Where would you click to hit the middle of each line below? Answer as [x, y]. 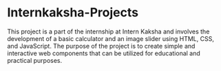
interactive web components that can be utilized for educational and [104, 53]
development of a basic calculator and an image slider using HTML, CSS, [111, 38]
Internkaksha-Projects [73, 13]
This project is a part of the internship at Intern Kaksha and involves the [108, 31]
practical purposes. [35, 60]
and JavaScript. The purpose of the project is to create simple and [101, 46]
